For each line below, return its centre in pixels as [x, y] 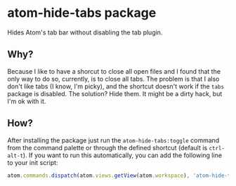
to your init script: [33, 162]
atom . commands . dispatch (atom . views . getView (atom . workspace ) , [99, 175]
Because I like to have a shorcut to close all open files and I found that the [114, 71]
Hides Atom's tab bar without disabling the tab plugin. [85, 32]
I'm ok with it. [27, 101]
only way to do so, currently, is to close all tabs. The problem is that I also [113, 79]
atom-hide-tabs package [82, 13]
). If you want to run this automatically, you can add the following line [123, 155]
